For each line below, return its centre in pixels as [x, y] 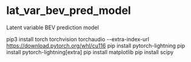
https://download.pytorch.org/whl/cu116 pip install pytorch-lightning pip [96, 46]
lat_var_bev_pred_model [69, 11]
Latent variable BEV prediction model [52, 27]
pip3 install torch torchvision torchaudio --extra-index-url [78, 39]
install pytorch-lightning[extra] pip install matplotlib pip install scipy [90, 52]
